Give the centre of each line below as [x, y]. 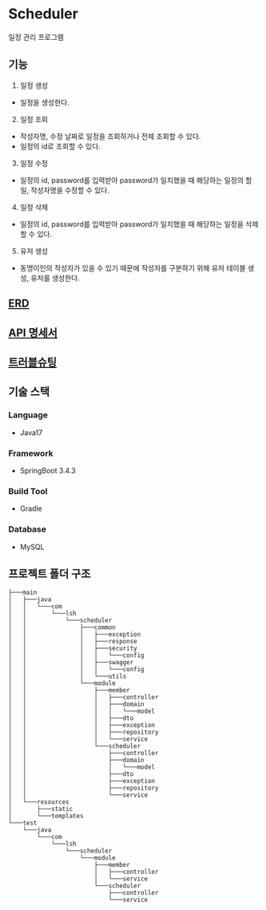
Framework [31, 453]
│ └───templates [46, 816]
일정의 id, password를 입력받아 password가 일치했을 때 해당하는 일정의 [131, 180]
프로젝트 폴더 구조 [50, 574]
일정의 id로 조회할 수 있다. [60, 146]
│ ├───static [41, 809]
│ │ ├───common [62, 627]
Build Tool [28, 491]
